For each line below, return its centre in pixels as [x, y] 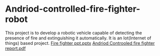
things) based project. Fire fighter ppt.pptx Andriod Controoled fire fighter [80, 43]
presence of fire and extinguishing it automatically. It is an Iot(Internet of [78, 38]
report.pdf [16, 48]
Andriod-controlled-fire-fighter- [73, 9]
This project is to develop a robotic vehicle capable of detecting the [74, 33]
